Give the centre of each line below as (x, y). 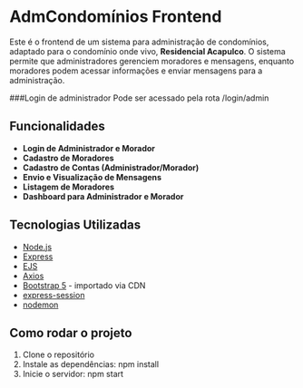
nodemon (40, 305)
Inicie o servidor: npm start (73, 374)
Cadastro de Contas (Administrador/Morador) (111, 167)
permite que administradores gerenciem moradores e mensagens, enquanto (152, 61)
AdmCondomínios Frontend (116, 17)
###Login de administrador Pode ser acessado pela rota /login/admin (139, 98)
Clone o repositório (59, 354)
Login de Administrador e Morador (89, 148)
